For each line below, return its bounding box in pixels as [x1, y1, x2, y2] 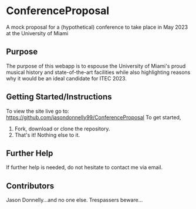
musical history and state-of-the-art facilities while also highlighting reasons [6, 69, 191, 76]
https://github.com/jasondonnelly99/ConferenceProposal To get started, [6, 113, 181, 121]
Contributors [6, 181, 55, 191]
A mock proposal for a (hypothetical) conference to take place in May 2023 [6, 23, 188, 31]
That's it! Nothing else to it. [14, 131, 80, 139]
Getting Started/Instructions [6, 92, 113, 102]
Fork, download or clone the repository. [14, 125, 110, 132]
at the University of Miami [6, 29, 69, 36]
